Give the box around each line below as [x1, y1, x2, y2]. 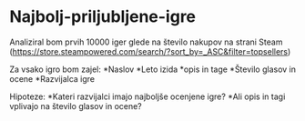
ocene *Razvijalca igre [9, 73, 96, 84]
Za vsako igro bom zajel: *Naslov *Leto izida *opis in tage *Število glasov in [9, 64, 296, 75]
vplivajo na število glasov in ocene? [9, 100, 143, 111]
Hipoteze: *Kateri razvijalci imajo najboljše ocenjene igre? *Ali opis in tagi [9, 91, 286, 102]
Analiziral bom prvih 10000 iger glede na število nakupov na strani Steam [9, 36, 283, 47]
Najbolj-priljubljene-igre [9, 6, 197, 27]
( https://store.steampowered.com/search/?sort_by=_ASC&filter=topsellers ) [9, 45, 291, 56]
